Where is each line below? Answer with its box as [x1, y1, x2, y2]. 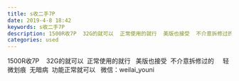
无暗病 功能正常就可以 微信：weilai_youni [29, 66, 155, 74]
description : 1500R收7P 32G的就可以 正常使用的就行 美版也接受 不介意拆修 [7, 30, 223, 37]
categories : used [7, 37, 59, 44]
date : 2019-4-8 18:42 [7, 17, 72, 24]
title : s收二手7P [7, 10, 55, 18]
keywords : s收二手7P [7, 23, 65, 30]
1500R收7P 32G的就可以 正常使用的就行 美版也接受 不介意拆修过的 [7, 57, 215, 66]
